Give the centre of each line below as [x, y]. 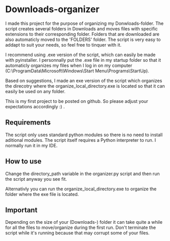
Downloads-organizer [53, 9]
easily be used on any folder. [36, 91]
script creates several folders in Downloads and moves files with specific [82, 28]
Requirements [28, 123]
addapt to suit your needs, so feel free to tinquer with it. [63, 45]
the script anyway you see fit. [36, 179]
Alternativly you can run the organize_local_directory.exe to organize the [81, 189]
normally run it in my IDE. [31, 145]
